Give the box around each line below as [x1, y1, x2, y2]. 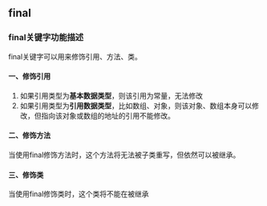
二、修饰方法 [8, 131, 51, 140]
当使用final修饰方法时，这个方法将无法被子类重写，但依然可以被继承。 [8, 150, 241, 160]
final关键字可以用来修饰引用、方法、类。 [8, 51, 143, 61]
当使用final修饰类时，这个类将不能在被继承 [8, 189, 150, 199]
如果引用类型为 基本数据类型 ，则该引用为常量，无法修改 [19, 91, 203, 100]
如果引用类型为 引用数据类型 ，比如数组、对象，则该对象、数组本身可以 [19, 100, 253, 111]
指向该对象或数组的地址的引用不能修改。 [41, 111, 175, 120]
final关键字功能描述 [8, 32, 84, 43]
